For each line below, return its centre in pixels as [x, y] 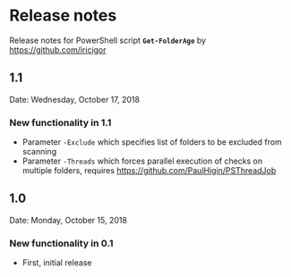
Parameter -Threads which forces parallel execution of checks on [142, 161]
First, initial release [57, 263]
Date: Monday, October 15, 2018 [68, 220]
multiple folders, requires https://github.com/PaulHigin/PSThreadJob [149, 171]
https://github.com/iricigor [58, 49]
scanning [39, 152]
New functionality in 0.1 [61, 243]
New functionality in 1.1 [60, 122]
